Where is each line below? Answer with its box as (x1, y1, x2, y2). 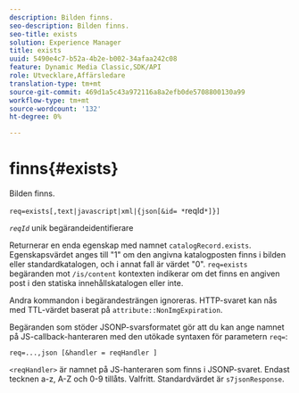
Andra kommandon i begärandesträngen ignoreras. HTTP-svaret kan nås (9, 295, 278, 306)
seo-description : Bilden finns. (9, 21, 129, 30)
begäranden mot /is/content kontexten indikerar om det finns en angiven (9, 268, 280, 279)
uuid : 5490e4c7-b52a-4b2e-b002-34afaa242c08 (9, 54, 178, 63)
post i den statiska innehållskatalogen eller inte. (9, 278, 184, 289)
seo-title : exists (9, 29, 78, 38)
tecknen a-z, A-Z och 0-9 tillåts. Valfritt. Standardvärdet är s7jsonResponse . (9, 373, 285, 384)
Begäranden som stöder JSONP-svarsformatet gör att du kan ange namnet (9, 322, 285, 332)
